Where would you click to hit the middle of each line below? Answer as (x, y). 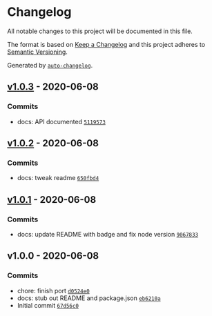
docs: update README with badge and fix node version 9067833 (108, 234)
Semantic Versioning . (37, 52)
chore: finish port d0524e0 (53, 290)
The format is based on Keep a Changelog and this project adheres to (106, 44)
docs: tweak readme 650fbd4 (58, 178)
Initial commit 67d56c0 (48, 305)
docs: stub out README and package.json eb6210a (89, 298)
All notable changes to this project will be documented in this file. (100, 31)
